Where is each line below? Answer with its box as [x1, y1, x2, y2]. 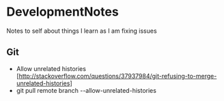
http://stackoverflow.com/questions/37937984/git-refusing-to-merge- [18, 72, 217, 80]
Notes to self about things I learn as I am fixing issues [6, 27, 158, 35]
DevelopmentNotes [6, 4, 119, 20]
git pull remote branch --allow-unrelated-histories [16, 86, 156, 94]
